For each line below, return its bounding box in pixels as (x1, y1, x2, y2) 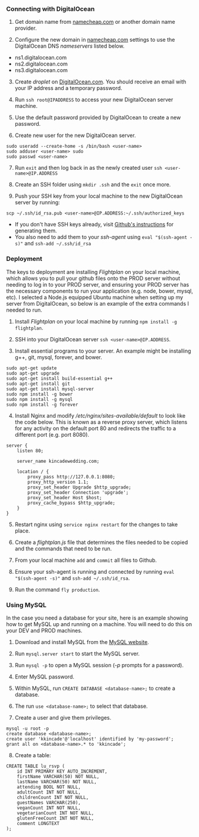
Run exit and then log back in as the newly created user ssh (14, 164, 162, 172)
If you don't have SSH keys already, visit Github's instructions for (14, 221, 174, 228)
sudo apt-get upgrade (6, 370, 60, 377)
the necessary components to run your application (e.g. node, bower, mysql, (6, 287, 193, 294)
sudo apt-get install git (6, 381, 70, 387)
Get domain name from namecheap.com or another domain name (14, 18, 175, 26)
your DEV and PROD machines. (6, 627, 83, 634)
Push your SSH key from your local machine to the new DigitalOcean (14, 192, 183, 200)
